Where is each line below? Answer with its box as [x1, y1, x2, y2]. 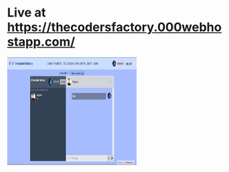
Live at [7, 5, 46, 21]
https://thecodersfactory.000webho [7, 19, 222, 35]
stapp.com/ [7, 34, 76, 50]
